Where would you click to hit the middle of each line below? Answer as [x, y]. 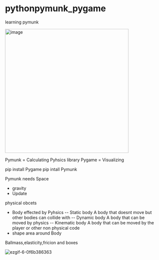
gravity [19, 188]
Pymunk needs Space [27, 178]
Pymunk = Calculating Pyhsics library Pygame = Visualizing [65, 160]
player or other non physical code [46, 228]
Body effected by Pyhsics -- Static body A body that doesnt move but [82, 212]
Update [19, 193]
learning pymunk [22, 22]
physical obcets [21, 203]
